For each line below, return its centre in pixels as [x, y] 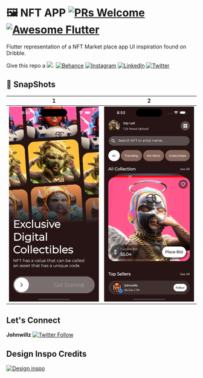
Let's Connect [33, 320]
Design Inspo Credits [47, 354]
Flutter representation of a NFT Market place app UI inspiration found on [96, 47]
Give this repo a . [31, 65]
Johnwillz [19, 335]
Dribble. [16, 53]
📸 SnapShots [31, 84]
